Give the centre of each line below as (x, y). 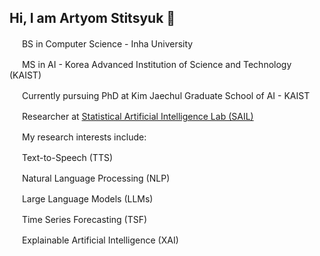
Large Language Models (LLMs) (87, 198)
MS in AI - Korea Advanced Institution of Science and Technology (156, 64)
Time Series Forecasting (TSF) (84, 219)
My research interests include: (84, 137)
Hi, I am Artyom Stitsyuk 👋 (92, 18)
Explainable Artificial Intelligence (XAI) (100, 240)
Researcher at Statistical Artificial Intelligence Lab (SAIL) (137, 116)
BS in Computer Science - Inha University (107, 43)
